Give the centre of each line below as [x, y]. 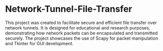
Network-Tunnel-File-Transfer [69, 9]
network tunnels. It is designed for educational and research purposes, [78, 27]
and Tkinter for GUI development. [39, 43]
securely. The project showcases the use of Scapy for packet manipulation [81, 38]
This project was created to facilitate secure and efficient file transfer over [81, 23]
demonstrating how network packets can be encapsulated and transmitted [81, 33]
